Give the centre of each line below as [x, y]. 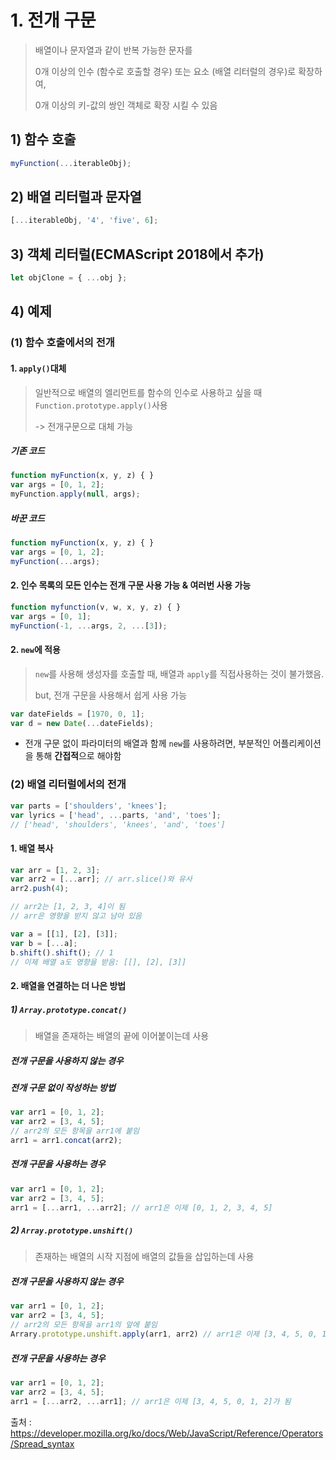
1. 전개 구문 [53, 20]
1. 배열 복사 [32, 848]
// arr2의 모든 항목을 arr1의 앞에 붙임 [84, 1325]
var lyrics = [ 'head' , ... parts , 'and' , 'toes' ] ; [116, 815]
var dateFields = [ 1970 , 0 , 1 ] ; [77, 714]
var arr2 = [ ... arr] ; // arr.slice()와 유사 [101, 879]
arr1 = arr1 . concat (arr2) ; [66, 1141]
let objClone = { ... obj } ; [69, 278]
